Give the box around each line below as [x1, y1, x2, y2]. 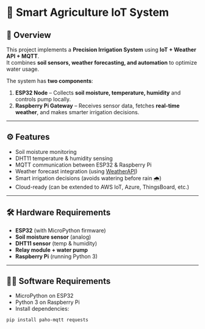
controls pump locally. [15, 96, 71, 103]
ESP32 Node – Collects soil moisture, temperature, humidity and [15, 89, 181, 96]
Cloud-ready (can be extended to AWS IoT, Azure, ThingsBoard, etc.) [15, 183, 190, 190]
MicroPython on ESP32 [15, 292, 74, 300]
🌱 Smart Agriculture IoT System [6, 5, 169, 20]
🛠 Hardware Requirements [6, 208, 111, 218]
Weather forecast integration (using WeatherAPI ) [15, 167, 138, 175]
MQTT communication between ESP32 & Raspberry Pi [15, 161, 152, 168]
